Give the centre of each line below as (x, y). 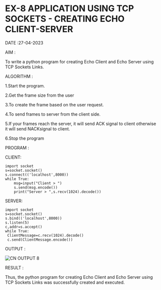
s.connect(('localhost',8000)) (37, 175)
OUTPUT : (15, 249)
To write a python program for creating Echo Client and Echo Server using (80, 62)
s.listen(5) (17, 223)
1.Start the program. (25, 85)
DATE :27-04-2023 (24, 42)
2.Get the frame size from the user (40, 95)
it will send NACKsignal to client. (38, 129)
